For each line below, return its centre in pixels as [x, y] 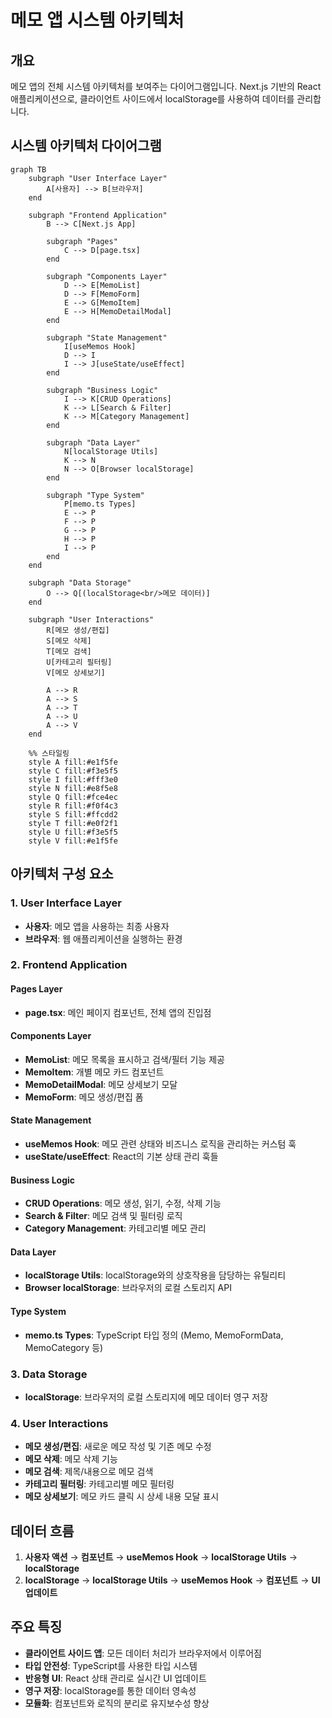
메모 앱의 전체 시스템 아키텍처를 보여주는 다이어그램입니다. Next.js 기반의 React [166, 86]
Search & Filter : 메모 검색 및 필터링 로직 [103, 1216]
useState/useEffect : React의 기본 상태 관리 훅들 [121, 1157]
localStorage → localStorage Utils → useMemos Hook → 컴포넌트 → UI [172, 1580]
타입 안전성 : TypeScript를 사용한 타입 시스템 [111, 1665]
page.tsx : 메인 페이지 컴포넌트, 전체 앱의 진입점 [118, 1012]
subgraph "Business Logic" [102, 390]
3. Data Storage [49, 1374]
